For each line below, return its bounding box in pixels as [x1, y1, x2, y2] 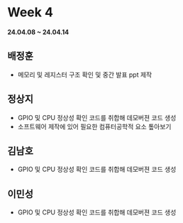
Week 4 [7, 4, 53, 21]
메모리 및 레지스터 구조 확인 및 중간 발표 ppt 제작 [17, 70, 152, 79]
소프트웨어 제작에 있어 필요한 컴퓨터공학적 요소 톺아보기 [17, 122, 172, 131]
